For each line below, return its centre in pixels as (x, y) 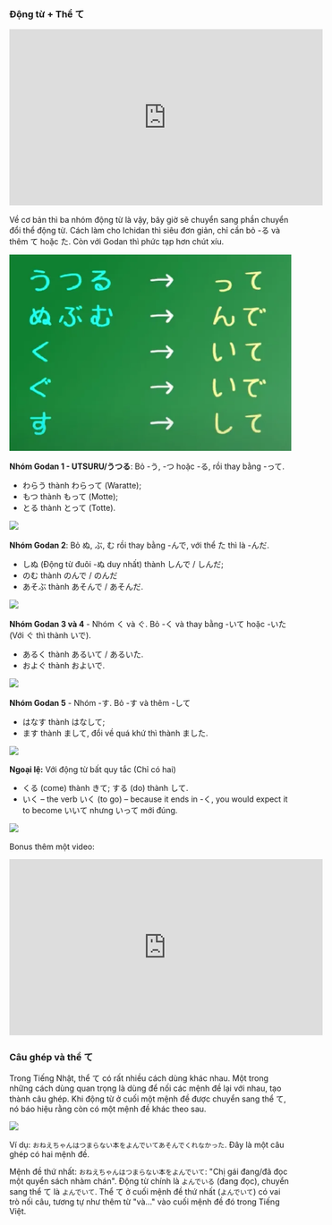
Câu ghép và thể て (51, 1057)
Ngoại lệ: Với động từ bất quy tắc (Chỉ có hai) (93, 769)
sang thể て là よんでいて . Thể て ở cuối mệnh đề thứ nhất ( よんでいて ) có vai (145, 1192)
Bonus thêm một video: (52, 846)
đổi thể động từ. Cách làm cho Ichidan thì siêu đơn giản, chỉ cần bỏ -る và (145, 231)
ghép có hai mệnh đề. (50, 1154)
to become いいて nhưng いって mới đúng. (100, 810)
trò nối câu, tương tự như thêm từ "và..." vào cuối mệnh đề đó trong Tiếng (145, 1202)
